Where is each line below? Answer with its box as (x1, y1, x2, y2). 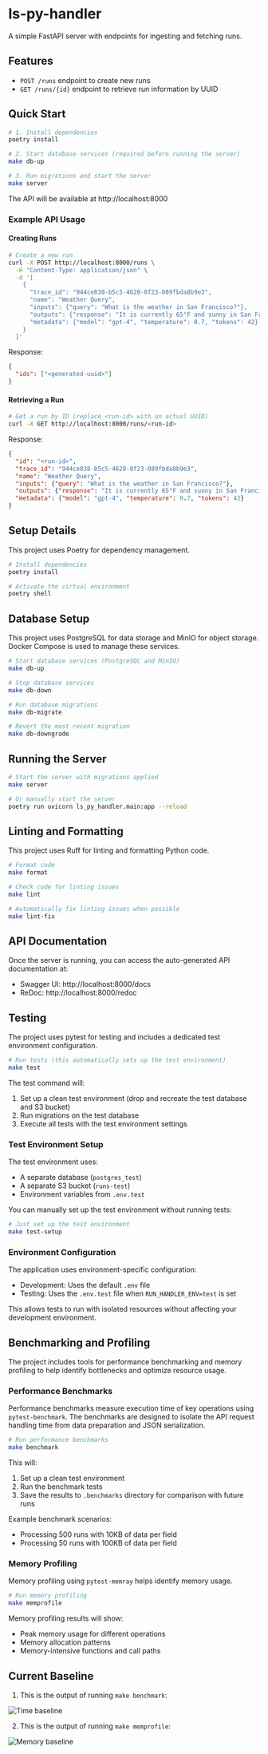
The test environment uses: (8, 1157, 98, 1166)
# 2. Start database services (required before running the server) (8, 150, 241, 158)
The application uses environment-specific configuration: (8, 1265, 197, 1274)
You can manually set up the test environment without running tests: (8, 1205, 233, 1214)
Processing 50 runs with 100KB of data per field (19, 1538, 178, 1548)
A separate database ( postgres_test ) (19, 1173, 142, 1182)
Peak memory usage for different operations (19, 1629, 166, 1639)
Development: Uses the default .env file (19, 1281, 151, 1290)
